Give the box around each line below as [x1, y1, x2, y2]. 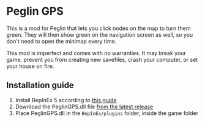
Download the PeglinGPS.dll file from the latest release [15, 103, 154, 110]
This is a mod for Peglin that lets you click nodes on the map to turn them [6, 24, 191, 32]
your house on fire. [6, 62, 54, 70]
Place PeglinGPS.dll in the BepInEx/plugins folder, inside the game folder [15, 109, 199, 117]
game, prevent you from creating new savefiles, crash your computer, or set [6, 56, 198, 63]
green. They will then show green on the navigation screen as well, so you [6, 31, 193, 38]
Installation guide [6, 80, 75, 91]
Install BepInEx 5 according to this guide [15, 96, 117, 103]
